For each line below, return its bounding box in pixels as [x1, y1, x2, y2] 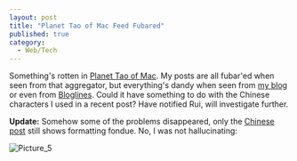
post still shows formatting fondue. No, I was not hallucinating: [9, 125, 238, 136]
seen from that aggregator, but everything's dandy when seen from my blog [9, 80, 287, 91]
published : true [9, 29, 69, 38]
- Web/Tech [17, 46, 58, 55]
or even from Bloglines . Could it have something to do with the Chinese [9, 90, 270, 101]
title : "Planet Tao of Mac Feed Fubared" [9, 21, 165, 30]
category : [9, 37, 46, 47]
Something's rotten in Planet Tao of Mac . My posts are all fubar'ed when [9, 70, 275, 81]
